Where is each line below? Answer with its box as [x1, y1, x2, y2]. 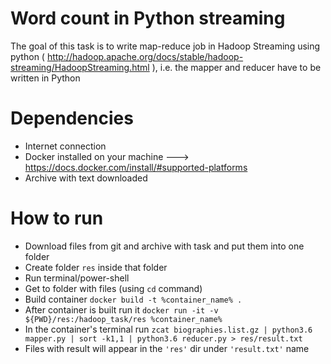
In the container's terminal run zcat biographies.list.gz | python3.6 [24, 323, 313, 335]
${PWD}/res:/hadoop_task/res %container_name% [24, 314, 223, 324]
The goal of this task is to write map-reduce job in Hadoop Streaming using [10, 40, 321, 52]
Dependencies [10, 107, 134, 130]
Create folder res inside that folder [24, 261, 168, 273]
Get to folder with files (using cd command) [24, 282, 203, 294]
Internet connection [24, 140, 107, 152]
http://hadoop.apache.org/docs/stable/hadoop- [46, 50, 244, 62]
